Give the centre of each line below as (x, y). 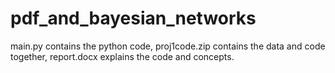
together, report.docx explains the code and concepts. (122, 56)
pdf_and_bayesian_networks (133, 18)
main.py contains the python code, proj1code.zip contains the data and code (168, 46)
